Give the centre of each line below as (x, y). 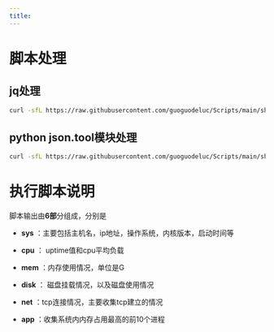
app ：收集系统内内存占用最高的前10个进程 (93, 319)
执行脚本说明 (52, 192)
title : (20, 16)
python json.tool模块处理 (73, 138)
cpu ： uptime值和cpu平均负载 (72, 250)
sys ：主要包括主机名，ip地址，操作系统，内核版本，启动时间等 (127, 233)
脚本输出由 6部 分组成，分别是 (58, 216)
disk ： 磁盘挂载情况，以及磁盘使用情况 (87, 285)
